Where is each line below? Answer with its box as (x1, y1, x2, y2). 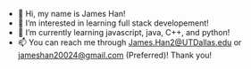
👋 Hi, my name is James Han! (17, 9, 126, 19)
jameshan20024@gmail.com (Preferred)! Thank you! (17, 50, 213, 60)
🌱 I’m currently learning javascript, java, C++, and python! (17, 27, 230, 37)
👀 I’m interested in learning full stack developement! (17, 18, 210, 28)
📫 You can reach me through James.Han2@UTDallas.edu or (17, 37, 242, 48)
